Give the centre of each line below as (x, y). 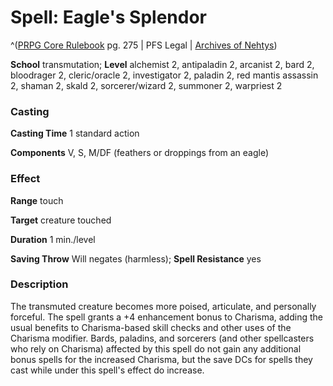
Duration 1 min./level (53, 239)
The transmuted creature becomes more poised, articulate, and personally (163, 306)
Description (39, 284)
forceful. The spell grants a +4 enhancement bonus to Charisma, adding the (166, 317)
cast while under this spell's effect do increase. (107, 370)
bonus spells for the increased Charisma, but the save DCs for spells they (161, 359)
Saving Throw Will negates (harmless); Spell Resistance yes (136, 258)
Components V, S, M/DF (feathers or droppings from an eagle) (140, 153)
